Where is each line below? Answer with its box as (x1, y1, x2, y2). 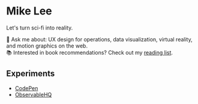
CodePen (14, 84, 38, 91)
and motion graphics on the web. (6, 42, 88, 49)
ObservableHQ (14, 91, 52, 98)
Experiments (6, 69, 55, 79)
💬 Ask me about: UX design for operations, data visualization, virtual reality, (6, 35, 193, 43)
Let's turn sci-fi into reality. (6, 24, 73, 31)
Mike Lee (6, 4, 52, 18)
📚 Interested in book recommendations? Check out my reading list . (6, 49, 173, 56)
